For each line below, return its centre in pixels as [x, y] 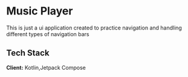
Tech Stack [28, 53]
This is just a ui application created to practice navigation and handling [94, 28]
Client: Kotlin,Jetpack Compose [46, 67]
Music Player [40, 11]
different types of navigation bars [48, 34]
